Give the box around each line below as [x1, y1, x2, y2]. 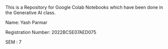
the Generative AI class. [5, 10, 56, 16]
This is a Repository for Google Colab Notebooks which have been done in [5, 5, 163, 10]
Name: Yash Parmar [5, 20, 48, 25]
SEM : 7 [5, 39, 22, 45]
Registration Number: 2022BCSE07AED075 [5, 29, 97, 35]
